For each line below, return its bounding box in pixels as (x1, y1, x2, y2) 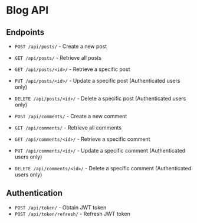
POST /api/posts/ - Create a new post (14, 43, 107, 50)
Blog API (6, 4, 49, 17)
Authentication (6, 188, 63, 198)
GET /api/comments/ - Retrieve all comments (14, 124, 122, 131)
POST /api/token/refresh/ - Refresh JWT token (14, 210, 131, 217)
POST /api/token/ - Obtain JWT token (14, 203, 107, 211)
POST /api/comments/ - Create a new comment (14, 113, 127, 119)
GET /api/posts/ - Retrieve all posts (14, 54, 102, 61)
